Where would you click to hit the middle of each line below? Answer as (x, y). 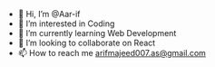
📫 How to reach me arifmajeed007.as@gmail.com (112, 53)
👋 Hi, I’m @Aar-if (49, 14)
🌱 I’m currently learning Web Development (97, 33)
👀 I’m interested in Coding (66, 24)
